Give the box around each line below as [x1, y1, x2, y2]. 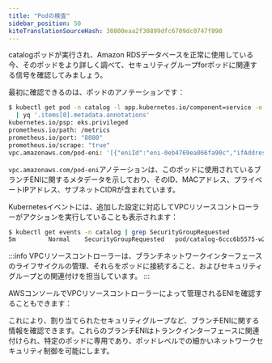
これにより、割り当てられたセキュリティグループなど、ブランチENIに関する [8, 316, 260, 326]
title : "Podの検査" [8, 11, 70, 20]
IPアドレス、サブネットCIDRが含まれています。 [22, 184, 180, 194]
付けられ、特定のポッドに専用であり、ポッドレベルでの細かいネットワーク [8, 336, 257, 346]
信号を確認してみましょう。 [15, 70, 108, 80]
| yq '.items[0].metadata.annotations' [15, 111, 151, 120]
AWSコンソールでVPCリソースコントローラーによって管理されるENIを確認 [8, 289, 256, 298]
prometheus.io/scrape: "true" [8, 141, 111, 150]
